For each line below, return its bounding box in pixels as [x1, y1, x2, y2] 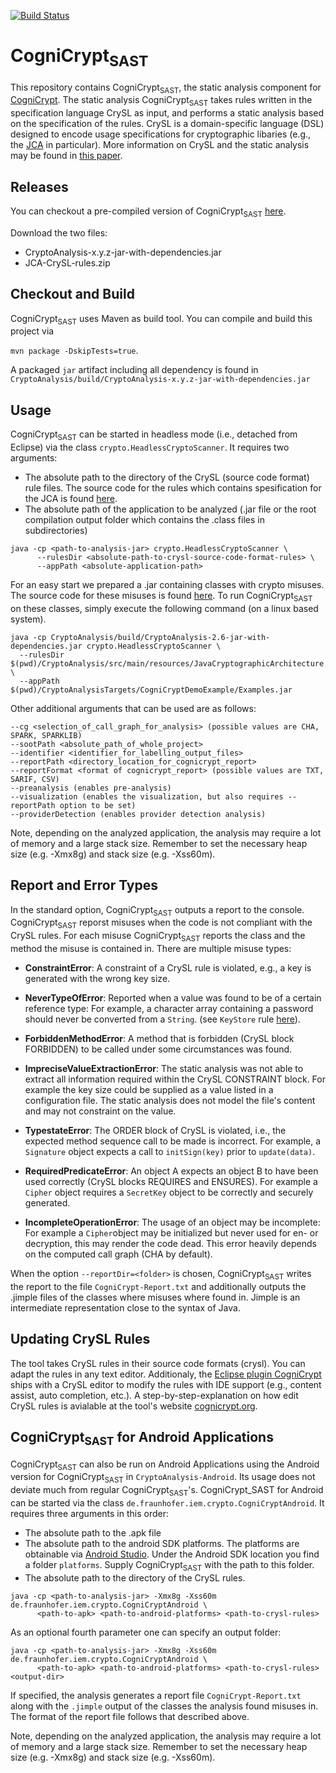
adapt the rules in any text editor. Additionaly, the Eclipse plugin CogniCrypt [10, 1368, 322, 1380]
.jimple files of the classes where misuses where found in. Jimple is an [10, 1291, 301, 1303]
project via [10, 325, 55, 337]
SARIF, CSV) [10, 774, 60, 784]
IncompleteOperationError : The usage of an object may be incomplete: [24, 1216, 321, 1228]
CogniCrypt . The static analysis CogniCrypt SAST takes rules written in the [10, 94, 313, 109]
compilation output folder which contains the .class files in [24, 513, 265, 525]
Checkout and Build [10, 286, 135, 303]
